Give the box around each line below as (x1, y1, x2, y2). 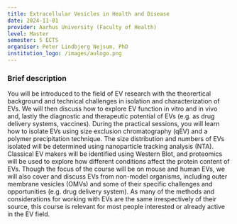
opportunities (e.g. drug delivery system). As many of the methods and (7, 187, 215, 196)
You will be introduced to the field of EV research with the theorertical (7, 89, 211, 98)
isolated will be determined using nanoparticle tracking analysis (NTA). (7, 142, 214, 151)
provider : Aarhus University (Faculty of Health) (7, 23, 158, 30)
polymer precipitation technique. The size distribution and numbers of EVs (7, 135, 225, 143)
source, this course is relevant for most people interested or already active (7, 203, 226, 211)
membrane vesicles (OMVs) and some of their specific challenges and (7, 180, 213, 189)
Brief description (7, 73, 67, 83)
